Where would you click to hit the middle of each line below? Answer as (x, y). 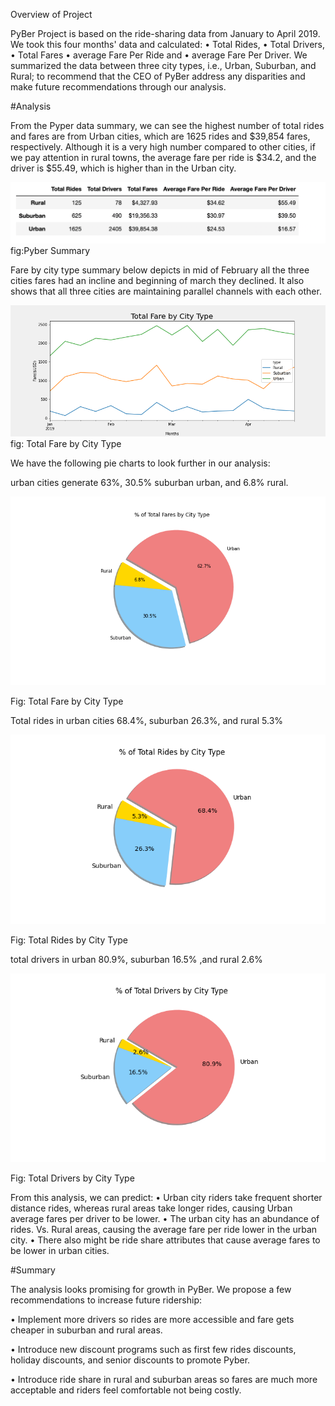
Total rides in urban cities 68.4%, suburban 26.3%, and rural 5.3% (147, 721)
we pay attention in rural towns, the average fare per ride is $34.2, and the (163, 157)
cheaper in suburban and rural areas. (86, 1330)
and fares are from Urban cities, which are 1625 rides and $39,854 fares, (160, 136)
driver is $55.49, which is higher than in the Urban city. (123, 168)
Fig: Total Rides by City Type (69, 940)
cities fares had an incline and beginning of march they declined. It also (157, 280)
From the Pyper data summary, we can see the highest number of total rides (167, 125)
